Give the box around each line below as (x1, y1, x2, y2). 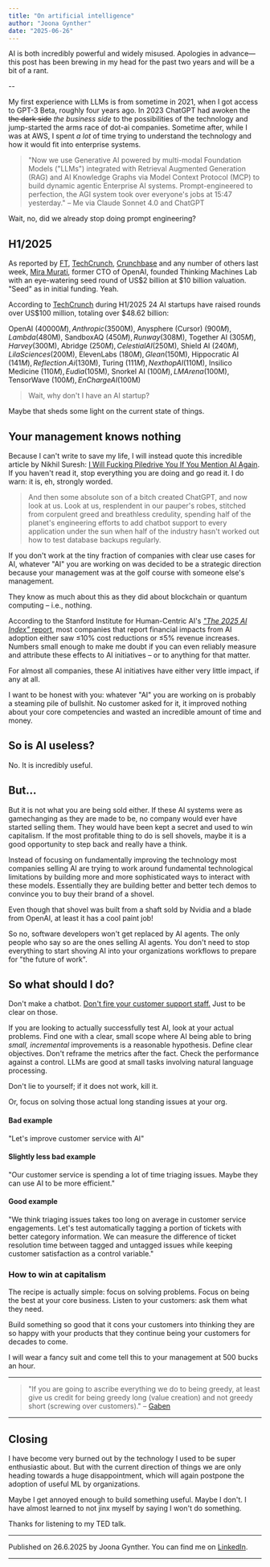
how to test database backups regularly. (27, 535, 162, 544)
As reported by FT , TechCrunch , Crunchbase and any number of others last (8, 258, 259, 268)
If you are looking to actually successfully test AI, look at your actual (8, 1023, 235, 1033)
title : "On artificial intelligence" (8, 11, 135, 20)
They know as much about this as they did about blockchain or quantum (8, 592, 247, 601)
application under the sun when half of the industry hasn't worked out (27, 526, 260, 536)
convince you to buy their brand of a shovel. (8, 889, 155, 898)
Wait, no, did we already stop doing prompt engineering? (8, 214, 197, 224)
